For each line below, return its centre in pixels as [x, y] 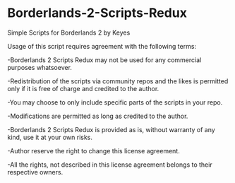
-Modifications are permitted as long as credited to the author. [98, 116]
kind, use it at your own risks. [50, 137]
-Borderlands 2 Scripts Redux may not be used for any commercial [104, 60]
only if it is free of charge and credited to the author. [83, 88]
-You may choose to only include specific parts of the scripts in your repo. [115, 102]
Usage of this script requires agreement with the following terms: [102, 46]
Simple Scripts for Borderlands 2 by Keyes [69, 33]
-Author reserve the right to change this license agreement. [94, 150]
